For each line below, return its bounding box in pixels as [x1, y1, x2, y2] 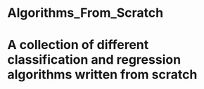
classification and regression [7, 52, 181, 68]
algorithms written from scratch [7, 67, 198, 83]
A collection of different [7, 37, 149, 53]
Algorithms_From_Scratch [7, 5, 164, 21]
